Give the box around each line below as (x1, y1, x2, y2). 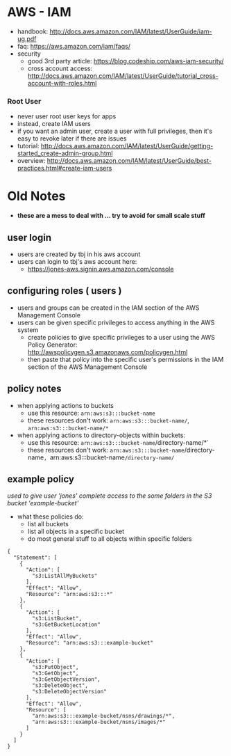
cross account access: (27, 64, 92, 72)
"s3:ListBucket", (32, 615, 82, 622)
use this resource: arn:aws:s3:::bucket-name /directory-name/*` (27, 438, 209, 446)
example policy (7, 473, 75, 485)
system (17, 325, 39, 334)
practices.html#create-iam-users (17, 164, 112, 173)
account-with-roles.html (27, 79, 97, 87)
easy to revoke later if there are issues (17, 134, 127, 143)
